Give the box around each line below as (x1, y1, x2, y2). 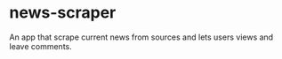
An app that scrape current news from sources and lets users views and (9, 32, 274, 42)
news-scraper (9, 3, 117, 23)
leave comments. (9, 41, 73, 51)
